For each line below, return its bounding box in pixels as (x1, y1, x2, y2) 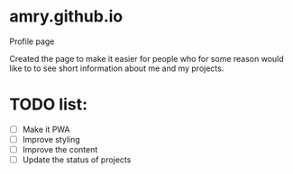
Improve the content (22, 144, 98, 154)
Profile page (9, 36, 55, 47)
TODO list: (9, 94, 88, 115)
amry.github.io (9, 6, 124, 27)
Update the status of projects (22, 154, 132, 165)
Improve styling (22, 134, 81, 144)
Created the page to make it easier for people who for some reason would (9, 53, 284, 64)
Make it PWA (22, 124, 70, 135)
